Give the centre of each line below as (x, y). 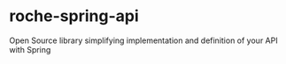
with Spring (30, 49)
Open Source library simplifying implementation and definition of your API (143, 40)
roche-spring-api (74, 16)
